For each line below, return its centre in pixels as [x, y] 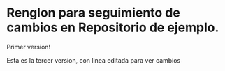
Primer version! [28, 47]
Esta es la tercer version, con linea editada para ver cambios [94, 60]
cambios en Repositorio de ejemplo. [113, 27]
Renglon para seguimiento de [94, 13]
